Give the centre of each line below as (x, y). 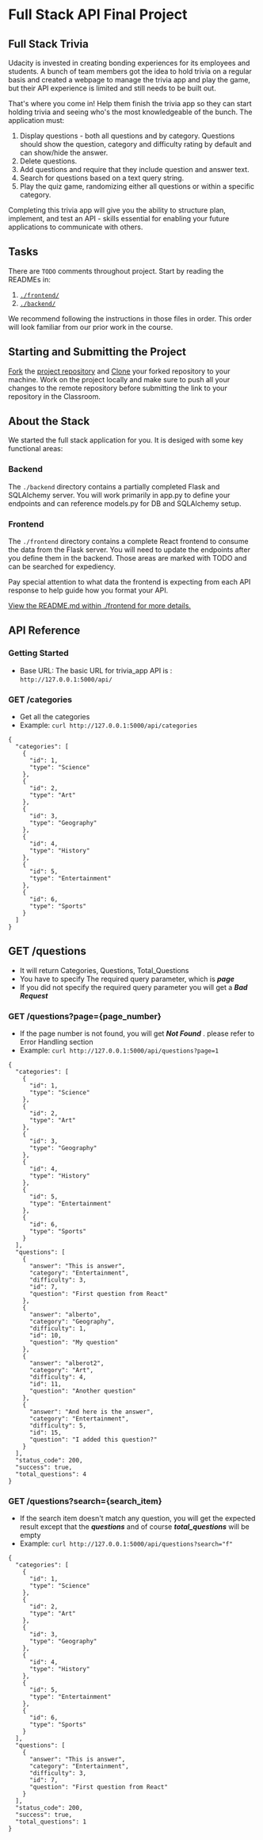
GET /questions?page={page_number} (85, 1016)
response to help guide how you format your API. (88, 590)
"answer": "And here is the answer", (91, 1412)
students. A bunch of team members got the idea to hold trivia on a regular (130, 71)
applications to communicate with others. (76, 227)
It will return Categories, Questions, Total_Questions (104, 970)
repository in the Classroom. (55, 396)
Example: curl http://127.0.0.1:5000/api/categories (109, 725)
